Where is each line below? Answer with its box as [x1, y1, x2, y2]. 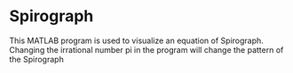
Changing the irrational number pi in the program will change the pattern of [9, 44, 284, 55]
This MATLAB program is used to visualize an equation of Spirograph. [9, 35, 264, 46]
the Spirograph [9, 54, 64, 64]
